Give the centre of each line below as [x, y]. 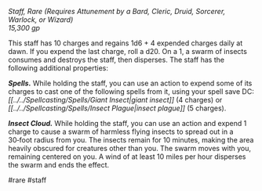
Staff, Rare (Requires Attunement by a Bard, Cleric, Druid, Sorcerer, [117, 11]
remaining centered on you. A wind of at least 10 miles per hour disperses [127, 157]
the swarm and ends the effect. [59, 165]
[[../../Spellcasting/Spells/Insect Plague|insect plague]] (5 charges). [117, 108]
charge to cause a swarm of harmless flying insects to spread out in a [121, 132]
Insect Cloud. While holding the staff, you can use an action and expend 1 [127, 123]
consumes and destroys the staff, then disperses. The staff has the [116, 59]
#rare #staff [27, 180]
